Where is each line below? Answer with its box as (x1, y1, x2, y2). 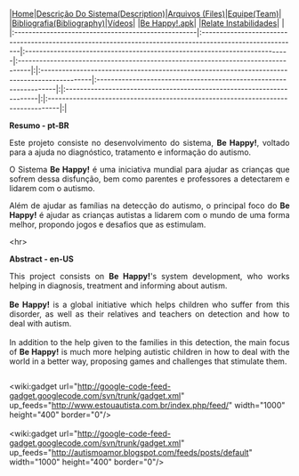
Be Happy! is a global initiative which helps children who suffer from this (9, 299, 291, 310)
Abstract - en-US (9, 254, 74, 264)
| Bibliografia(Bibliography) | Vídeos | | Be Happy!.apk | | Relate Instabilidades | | (9, 18, 285, 28)
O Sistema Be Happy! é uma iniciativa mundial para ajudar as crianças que (9, 165, 291, 174)
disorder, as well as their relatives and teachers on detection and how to (9, 309, 290, 319)
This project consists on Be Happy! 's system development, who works (9, 271, 290, 281)
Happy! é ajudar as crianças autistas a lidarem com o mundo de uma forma (9, 210, 290, 220)
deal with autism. (9, 319, 72, 328)
